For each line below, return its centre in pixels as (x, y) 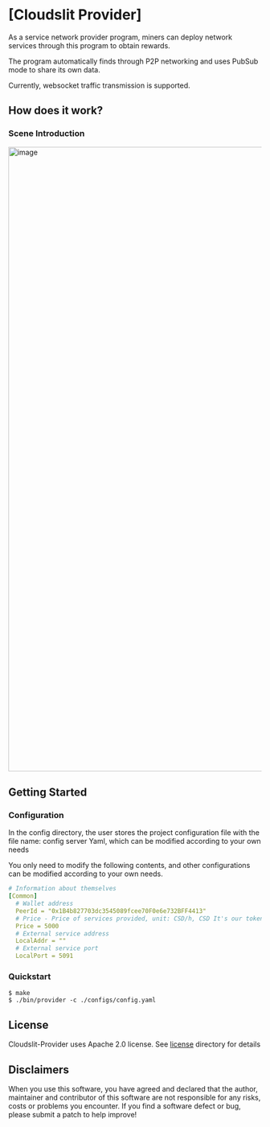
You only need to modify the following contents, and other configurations (129, 866)
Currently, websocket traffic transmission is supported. (99, 85)
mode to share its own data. (54, 69)
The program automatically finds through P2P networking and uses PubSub (133, 61)
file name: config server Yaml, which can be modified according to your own (135, 841)
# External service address (63, 934)
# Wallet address (45, 904)
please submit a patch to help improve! (73, 1114)
